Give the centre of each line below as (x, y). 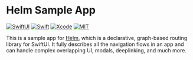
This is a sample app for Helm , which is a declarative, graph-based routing (97, 38)
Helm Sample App (51, 10)
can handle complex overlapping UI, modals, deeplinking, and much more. (97, 50)
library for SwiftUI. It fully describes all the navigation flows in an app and (95, 44)
